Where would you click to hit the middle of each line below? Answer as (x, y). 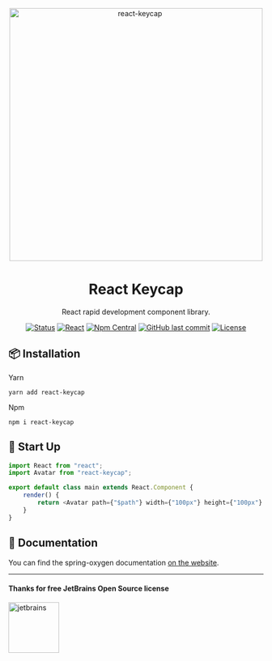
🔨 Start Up (34, 447)
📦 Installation (45, 354)
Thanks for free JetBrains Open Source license (89, 589)
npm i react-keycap (41, 422)
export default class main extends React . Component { (101, 488)
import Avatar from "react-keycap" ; (70, 473)
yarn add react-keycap (47, 392)
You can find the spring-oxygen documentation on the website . (114, 562)
